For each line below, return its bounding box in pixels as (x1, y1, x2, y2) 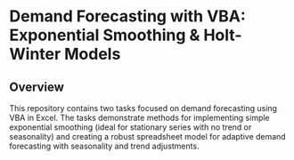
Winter (9, 44, 61, 64)
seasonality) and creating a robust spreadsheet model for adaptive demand (9, 132, 287, 141)
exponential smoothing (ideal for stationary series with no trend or (9, 122, 252, 132)
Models (63, 44, 121, 64)
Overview (9, 79, 65, 94)
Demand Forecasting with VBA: (9, 6, 247, 27)
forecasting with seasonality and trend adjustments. (9, 140, 200, 151)
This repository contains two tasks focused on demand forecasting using (9, 103, 278, 113)
